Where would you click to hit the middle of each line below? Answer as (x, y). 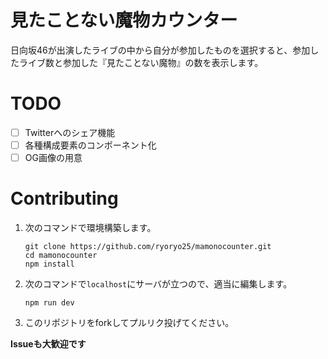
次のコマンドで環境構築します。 (90, 227)
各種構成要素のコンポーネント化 (90, 145)
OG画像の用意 (53, 157)
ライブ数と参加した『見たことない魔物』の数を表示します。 (141, 62)
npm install (49, 264)
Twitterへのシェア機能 (70, 132)
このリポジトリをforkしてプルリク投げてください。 (129, 322)
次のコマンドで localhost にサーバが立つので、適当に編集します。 (158, 284)
